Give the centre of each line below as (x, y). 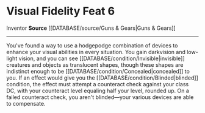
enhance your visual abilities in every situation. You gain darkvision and (96, 52)
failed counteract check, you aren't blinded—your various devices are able (100, 97)
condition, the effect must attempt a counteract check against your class (98, 84)
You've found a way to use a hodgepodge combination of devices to (92, 45)
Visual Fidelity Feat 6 (60, 11)
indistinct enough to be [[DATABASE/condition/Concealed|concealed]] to (98, 71)
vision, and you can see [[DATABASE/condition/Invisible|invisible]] (102, 58)
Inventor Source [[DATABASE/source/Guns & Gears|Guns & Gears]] (91, 28)
